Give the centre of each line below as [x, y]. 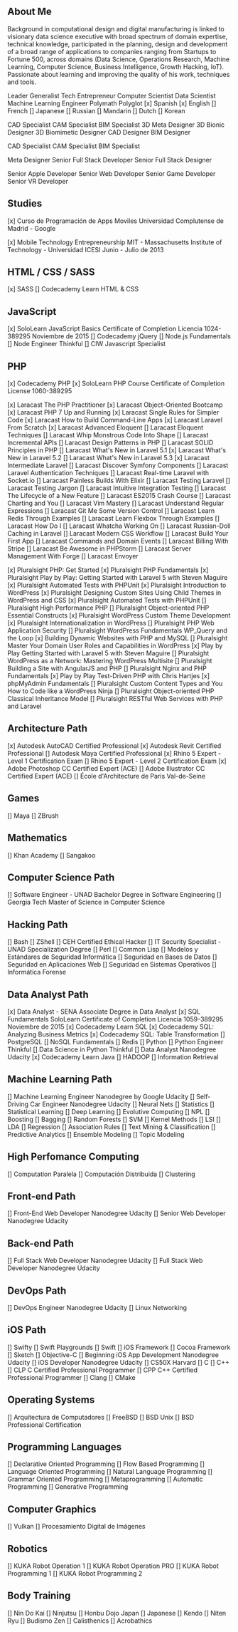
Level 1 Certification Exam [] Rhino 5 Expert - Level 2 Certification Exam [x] [117, 761]
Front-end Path [42, 1196]
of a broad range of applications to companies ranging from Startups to [112, 51]
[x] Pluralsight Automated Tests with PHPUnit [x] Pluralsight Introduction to [117, 585]
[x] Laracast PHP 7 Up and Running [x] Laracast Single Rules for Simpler [113, 412]
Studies [25, 203]
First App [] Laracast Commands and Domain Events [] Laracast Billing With [118, 541]
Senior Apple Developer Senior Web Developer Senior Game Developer [112, 173]
